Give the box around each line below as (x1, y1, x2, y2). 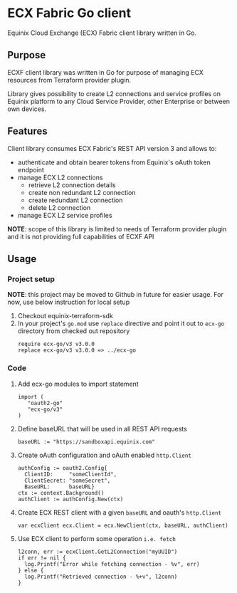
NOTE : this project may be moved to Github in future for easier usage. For (7, 290, 224, 299)
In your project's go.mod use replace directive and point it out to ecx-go (17, 319, 225, 328)
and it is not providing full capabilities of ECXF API (7, 232, 154, 241)
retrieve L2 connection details (28, 180, 116, 189)
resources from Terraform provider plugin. (7, 75, 132, 84)
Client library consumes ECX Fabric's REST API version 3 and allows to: (7, 144, 217, 152)
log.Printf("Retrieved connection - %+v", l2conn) (24, 573, 178, 580)
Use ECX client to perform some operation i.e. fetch (17, 534, 176, 542)
